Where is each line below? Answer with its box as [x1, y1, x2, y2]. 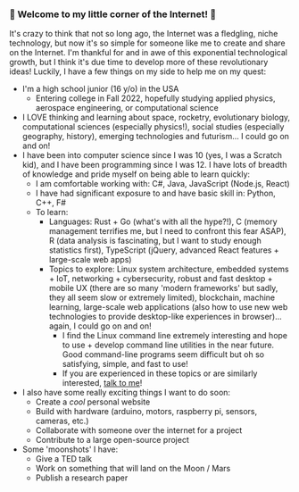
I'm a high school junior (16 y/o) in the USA [21, 84, 179, 95]
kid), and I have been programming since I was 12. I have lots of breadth [21, 160, 287, 171]
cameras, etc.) [35, 415, 89, 427]
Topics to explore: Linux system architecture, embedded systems [48, 263, 289, 275]
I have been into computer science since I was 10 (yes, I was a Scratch [21, 150, 283, 161]
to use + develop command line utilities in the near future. [62, 339, 275, 351]
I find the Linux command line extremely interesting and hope [62, 330, 288, 341]
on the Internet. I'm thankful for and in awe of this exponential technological [9, 47, 288, 58]
